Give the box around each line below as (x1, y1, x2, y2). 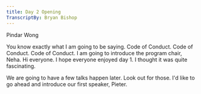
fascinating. (6, 62, 36, 70)
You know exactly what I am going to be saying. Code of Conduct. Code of (6, 43, 193, 50)
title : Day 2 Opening (6, 8, 61, 15)
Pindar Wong (6, 31, 39, 38)
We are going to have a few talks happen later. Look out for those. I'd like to (6, 74, 196, 81)
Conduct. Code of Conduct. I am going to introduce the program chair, (6, 49, 182, 56)
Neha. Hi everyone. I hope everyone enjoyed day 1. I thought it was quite (6, 56, 188, 63)
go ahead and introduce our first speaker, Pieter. (6, 80, 128, 88)
